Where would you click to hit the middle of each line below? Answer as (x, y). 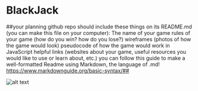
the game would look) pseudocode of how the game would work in (88, 45)
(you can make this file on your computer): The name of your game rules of (98, 32)
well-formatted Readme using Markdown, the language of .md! (83, 64)
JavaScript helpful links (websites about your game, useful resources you (96, 51)
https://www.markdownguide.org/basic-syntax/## (68, 70)
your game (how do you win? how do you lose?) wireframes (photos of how (99, 39)
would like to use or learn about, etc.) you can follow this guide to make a (96, 58)
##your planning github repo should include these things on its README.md (99, 27)
